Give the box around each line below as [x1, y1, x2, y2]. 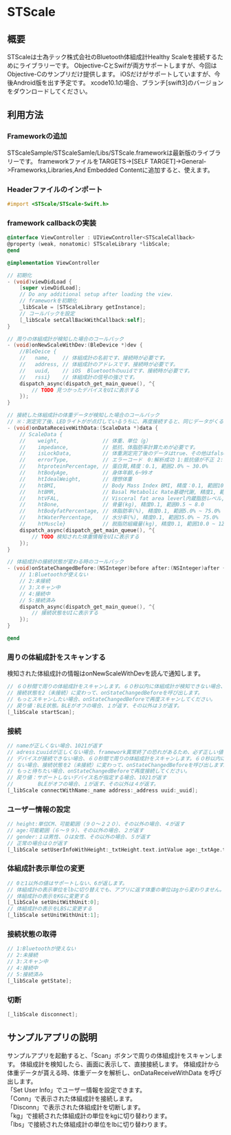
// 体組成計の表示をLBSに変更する [7, 905, 93, 912]
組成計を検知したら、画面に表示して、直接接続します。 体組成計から [26, 1060, 220, 1068]
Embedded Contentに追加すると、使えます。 [87, 166, 214, 174]
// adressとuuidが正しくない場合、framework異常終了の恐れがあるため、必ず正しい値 [7, 748, 223, 755]
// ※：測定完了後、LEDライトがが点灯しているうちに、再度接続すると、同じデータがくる [7, 418, 224, 425]
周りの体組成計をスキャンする [7, 652, 107, 662]
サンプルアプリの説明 [7, 1032, 98, 1044]
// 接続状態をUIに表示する [32, 609, 98, 616]
